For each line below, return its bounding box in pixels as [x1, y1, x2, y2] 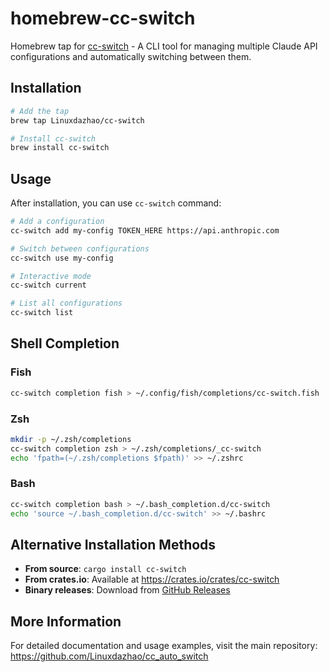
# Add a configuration [10, 217, 105, 227]
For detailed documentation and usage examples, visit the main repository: [10, 640, 318, 652]
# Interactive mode [10, 271, 92, 281]
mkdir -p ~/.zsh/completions [10, 434, 132, 444]
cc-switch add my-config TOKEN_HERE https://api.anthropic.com [10, 225, 280, 236]
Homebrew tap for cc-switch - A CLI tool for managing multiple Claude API [10, 40, 318, 52]
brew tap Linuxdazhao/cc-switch [10, 115, 145, 126]
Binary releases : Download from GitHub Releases [24, 584, 231, 596]
